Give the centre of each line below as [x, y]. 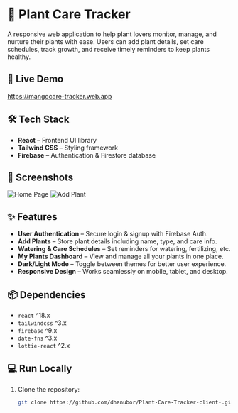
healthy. [19, 57]
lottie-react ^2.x [44, 346]
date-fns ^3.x [37, 338]
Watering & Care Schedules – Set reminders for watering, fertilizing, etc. [124, 249]
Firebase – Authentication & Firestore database [87, 155]
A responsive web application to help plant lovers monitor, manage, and [112, 34]
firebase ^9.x [37, 330]
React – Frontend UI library [57, 140]
